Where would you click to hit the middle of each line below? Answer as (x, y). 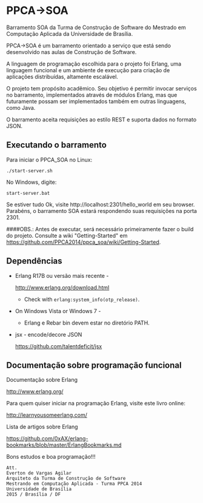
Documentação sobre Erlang (42, 380)
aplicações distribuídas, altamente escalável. (62, 76)
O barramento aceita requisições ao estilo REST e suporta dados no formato (101, 120)
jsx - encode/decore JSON (48, 334)
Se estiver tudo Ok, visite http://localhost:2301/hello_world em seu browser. (101, 204)
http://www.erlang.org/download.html (62, 287)
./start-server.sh (29, 170)
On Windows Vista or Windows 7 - (58, 311)
